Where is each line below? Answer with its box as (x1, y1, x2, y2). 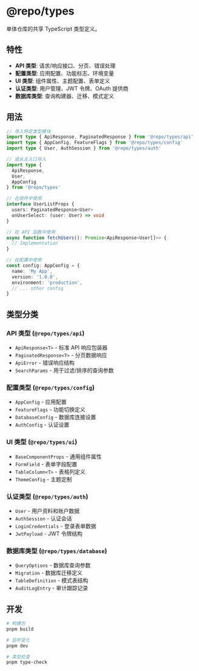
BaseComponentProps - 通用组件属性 (15, 453, 102, 460)
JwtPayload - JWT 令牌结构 (15, 530, 83, 537)
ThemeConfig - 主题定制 (15, 475, 72, 483)
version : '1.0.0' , (12, 274, 59, 280)
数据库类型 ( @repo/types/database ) (6, 546, 107, 555)
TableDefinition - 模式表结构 (15, 577, 89, 584)
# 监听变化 (6, 637, 30, 643)
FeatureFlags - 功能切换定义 (15, 406, 86, 413)
